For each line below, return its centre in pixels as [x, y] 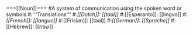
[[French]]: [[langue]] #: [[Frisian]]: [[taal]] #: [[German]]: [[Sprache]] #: [91, 20]
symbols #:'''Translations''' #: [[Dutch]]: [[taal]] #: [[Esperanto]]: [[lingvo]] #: [97, 14]
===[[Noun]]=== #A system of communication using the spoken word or [94, 8]
